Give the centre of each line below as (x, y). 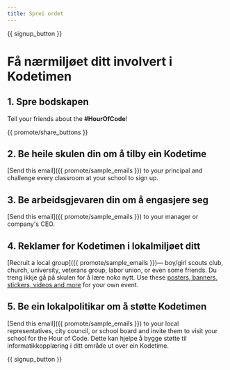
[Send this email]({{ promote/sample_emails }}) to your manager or (103, 217)
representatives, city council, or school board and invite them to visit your (113, 330)
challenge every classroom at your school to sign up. (83, 178)
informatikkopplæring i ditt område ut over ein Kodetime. (88, 346)
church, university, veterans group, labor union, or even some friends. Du (112, 270)
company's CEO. (31, 224)
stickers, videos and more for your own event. (73, 285)
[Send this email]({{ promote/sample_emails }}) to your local (93, 323)
